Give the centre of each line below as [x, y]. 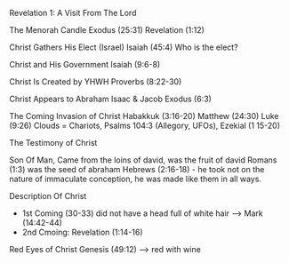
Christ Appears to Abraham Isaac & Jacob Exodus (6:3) [110, 99]
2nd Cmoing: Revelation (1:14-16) [82, 232]
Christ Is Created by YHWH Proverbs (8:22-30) [96, 82]
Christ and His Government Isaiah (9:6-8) [85, 64]
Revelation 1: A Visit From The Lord [73, 13]
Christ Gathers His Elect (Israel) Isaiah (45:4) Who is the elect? [124, 47]
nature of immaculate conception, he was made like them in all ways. [136, 179]
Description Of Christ [48, 196]
